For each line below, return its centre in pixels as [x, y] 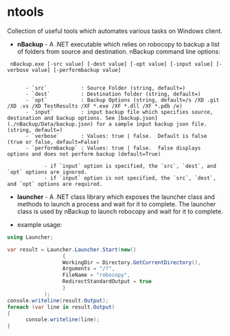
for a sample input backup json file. [151, 124]
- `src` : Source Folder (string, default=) [105, 88]
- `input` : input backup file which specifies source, [119, 112]
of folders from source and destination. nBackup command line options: [119, 51]
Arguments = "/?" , [89, 269]
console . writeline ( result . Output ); [58, 300]
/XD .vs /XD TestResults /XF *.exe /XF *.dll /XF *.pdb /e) [95, 106]
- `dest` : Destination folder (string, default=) [113, 94]
